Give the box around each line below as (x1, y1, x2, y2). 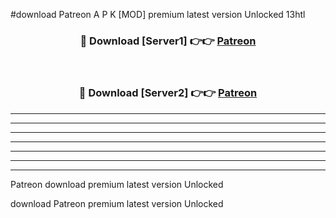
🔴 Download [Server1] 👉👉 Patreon (79, 34, 257, 48)
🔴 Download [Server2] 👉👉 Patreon (78, 86, 258, 100)
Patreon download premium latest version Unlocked (10, 178, 224, 190)
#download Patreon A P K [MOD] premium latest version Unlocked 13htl (10, 9, 306, 20)
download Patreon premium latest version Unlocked (10, 197, 224, 209)
